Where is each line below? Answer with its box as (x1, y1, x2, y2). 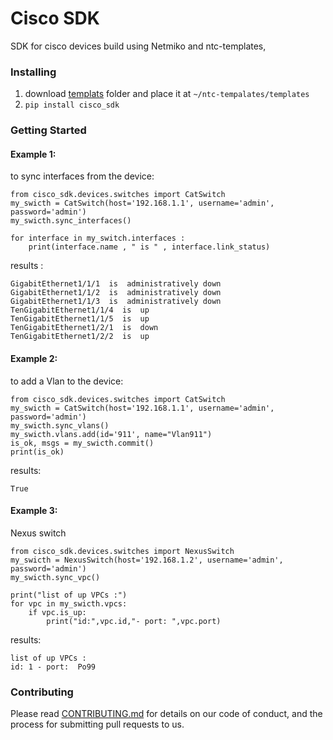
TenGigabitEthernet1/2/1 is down (10, 323, 159, 333)
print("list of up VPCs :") (10, 590, 128, 600)
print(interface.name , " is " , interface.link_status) (28, 242, 271, 252)
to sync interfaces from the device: (10, 170, 155, 182)
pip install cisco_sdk (24, 100, 120, 111)
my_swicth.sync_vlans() (10, 420, 110, 431)
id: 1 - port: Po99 (10, 662, 97, 672)
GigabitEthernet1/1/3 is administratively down (10, 297, 222, 307)
